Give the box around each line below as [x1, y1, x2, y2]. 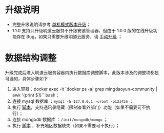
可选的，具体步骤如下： [5, 76, 52, 81]
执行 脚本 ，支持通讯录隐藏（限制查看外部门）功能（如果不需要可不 [12, 104, 146, 110]
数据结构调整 [5, 53, 57, 64]
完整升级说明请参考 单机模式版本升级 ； [12, 21, 91, 27]
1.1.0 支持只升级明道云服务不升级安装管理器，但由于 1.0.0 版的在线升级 [12, 27, 153, 33]
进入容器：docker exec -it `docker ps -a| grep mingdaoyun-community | [12, 86, 158, 92]
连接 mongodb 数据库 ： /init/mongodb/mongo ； [12, 116, 108, 122]
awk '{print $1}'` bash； [12, 92, 60, 98]
